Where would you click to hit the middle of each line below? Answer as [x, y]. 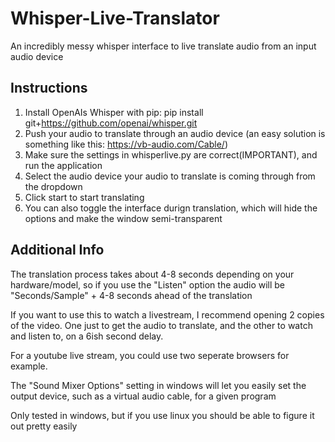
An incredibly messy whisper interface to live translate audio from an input [163, 46]
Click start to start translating [84, 197]
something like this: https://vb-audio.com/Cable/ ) [126, 144]
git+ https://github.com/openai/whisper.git [111, 123]
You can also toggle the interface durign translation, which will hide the [171, 208]
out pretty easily [44, 426]
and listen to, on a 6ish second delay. [87, 336]
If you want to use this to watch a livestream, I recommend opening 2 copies [167, 314]
